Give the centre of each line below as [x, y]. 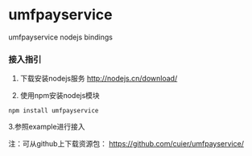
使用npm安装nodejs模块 [60, 96]
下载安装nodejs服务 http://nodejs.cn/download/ [99, 79]
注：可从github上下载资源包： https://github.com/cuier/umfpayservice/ [126, 144]
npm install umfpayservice [54, 111]
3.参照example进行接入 [47, 127]
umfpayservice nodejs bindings [60, 37]
